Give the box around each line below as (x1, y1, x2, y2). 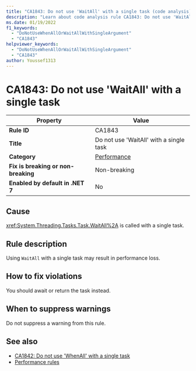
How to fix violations (6, 271, 82, 281)
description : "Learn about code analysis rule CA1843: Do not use (6, 14, 171, 20)
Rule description (6, 239, 67, 249)
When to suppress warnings (6, 304, 111, 314)
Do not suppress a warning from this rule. (6, 319, 106, 326)
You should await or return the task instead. (6, 287, 111, 294)
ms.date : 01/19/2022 (6, 19, 57, 25)
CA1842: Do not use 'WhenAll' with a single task (14, 352, 130, 359)
